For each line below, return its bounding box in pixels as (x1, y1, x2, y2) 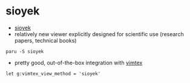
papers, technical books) (14, 37, 77, 44)
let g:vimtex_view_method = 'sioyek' (5, 70, 101, 76)
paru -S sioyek (5, 48, 44, 55)
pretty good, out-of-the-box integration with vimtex (14, 59, 143, 66)
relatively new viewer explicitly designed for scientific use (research (14, 30, 184, 37)
